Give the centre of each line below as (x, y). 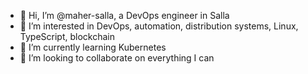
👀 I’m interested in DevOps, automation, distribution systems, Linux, (159, 26)
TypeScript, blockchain (67, 36)
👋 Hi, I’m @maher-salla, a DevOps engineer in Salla (124, 15)
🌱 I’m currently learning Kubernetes (93, 47)
